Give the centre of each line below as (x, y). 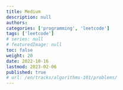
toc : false (20, 50)
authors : (17, 22)
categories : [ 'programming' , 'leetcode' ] (58, 28)
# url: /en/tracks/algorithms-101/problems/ (62, 78)
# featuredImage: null (34, 45)
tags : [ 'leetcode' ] (30, 34)
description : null (29, 17)
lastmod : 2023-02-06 (32, 67)
